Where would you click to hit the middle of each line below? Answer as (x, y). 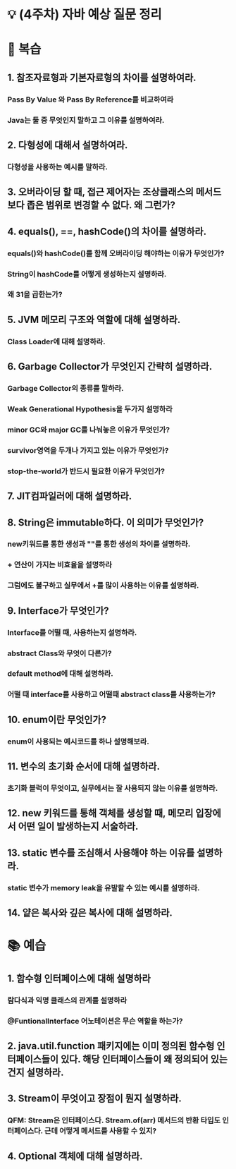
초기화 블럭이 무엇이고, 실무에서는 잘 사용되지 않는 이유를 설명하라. (113, 789)
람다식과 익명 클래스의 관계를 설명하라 (67, 1000)
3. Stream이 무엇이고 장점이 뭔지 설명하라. (94, 1099)
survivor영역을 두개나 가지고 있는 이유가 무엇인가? (88, 450)
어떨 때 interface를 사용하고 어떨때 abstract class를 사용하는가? (112, 694)
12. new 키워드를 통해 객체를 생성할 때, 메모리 (100, 813)
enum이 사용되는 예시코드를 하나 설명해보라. (78, 741)
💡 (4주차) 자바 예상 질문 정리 (85, 14)
